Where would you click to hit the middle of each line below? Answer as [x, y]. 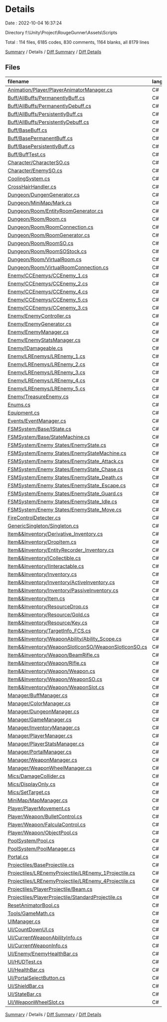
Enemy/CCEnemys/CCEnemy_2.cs [48, 283]
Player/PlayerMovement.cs [39, 808]
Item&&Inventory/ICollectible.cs [44, 558]
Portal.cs [18, 857]
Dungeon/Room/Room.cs [37, 219]
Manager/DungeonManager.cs [43, 711]
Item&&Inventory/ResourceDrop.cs [48, 606]
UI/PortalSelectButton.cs [37, 978]
